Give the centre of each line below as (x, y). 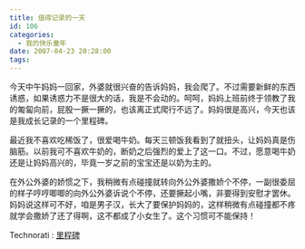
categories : (32, 34)
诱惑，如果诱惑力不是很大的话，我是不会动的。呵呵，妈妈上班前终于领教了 (148, 98)
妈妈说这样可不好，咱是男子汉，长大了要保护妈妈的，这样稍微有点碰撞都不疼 (152, 204)
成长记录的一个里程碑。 (69, 120)
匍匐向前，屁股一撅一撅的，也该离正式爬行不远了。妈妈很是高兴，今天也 (152, 109)
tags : (20, 60)
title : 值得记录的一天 (48, 18)
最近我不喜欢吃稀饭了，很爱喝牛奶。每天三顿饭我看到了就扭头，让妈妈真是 (148, 140)
